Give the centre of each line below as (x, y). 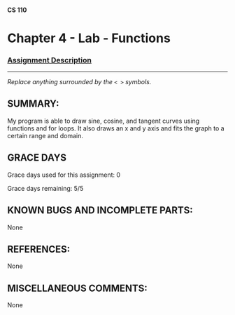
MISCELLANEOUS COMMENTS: (78, 288)
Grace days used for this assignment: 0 (64, 175)
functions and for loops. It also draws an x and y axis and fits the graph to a (116, 128)
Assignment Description (50, 60)
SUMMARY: (33, 104)
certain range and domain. (45, 135)
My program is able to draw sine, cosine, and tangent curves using (104, 121)
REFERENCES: (39, 249)
